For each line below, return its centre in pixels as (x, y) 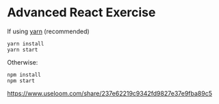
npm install (24, 75)
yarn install (26, 44)
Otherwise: (23, 62)
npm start (21, 81)
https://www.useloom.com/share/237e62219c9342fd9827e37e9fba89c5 (109, 93)
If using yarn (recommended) (49, 31)
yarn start (23, 50)
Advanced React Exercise (81, 13)
